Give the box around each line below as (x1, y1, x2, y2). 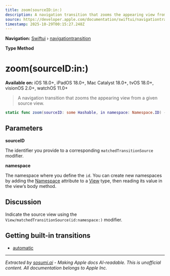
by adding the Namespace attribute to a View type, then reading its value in (5, 178, 163, 184)
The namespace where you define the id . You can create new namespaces (5, 172, 162, 178)
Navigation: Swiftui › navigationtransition (5, 35, 91, 42)
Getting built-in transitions (5, 231, 91, 240)
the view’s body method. (5, 183, 57, 189)
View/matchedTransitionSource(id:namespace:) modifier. (5, 216, 122, 223)
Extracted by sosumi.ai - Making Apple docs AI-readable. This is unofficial (5, 259, 161, 265)
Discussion (5, 198, 41, 207)
